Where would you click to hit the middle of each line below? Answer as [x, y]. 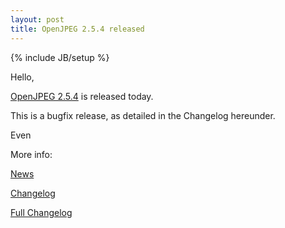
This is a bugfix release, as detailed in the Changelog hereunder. [143, 115]
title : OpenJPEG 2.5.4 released [77, 29]
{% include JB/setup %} [60, 57]
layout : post [37, 19]
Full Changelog [41, 212]
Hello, [22, 77]
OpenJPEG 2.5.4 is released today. [82, 96]
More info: [31, 154]
